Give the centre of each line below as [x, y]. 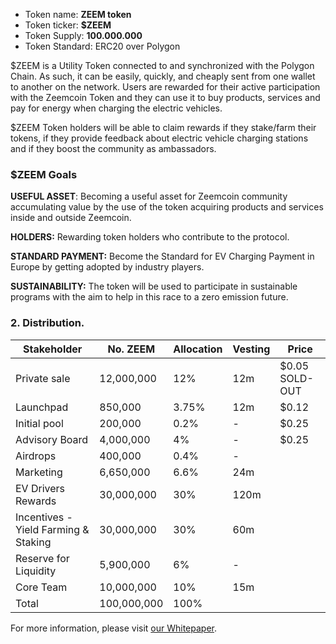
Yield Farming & [52, 529]
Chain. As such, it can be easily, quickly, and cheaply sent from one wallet [163, 76]
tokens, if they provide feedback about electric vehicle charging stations [159, 138]
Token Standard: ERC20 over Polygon [102, 46]
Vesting [251, 349]
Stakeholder [52, 349]
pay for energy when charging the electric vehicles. [116, 108]
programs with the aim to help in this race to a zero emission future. [149, 297]
